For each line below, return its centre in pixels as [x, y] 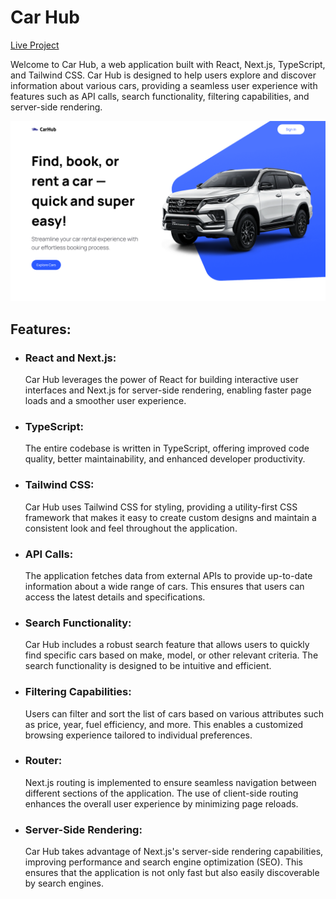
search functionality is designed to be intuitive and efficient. [148, 666]
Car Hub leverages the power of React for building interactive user [161, 380]
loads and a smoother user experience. [105, 401]
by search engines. [64, 883]
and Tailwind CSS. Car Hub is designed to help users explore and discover [163, 75]
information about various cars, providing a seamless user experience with [164, 85]
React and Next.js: [70, 358]
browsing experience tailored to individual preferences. [138, 735]
